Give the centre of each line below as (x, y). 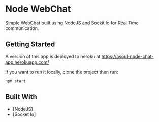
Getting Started (30, 44)
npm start (16, 81)
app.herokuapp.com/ (27, 62)
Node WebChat (38, 9)
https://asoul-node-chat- (128, 56)
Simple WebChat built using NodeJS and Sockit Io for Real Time (72, 23)
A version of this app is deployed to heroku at (53, 56)
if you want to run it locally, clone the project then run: (62, 72)
